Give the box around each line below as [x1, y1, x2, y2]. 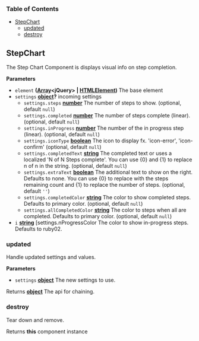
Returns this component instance [6, 328, 88, 335]
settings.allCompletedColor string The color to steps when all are [23, 206, 187, 213]
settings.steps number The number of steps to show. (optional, [23, 100, 182, 107]
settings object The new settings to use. [14, 276, 116, 283]
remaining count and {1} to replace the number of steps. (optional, [23, 181, 185, 189]
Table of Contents [6, 5, 59, 13]
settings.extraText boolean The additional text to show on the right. [23, 168, 193, 176]
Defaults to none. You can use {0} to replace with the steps [23, 175, 169, 182]
